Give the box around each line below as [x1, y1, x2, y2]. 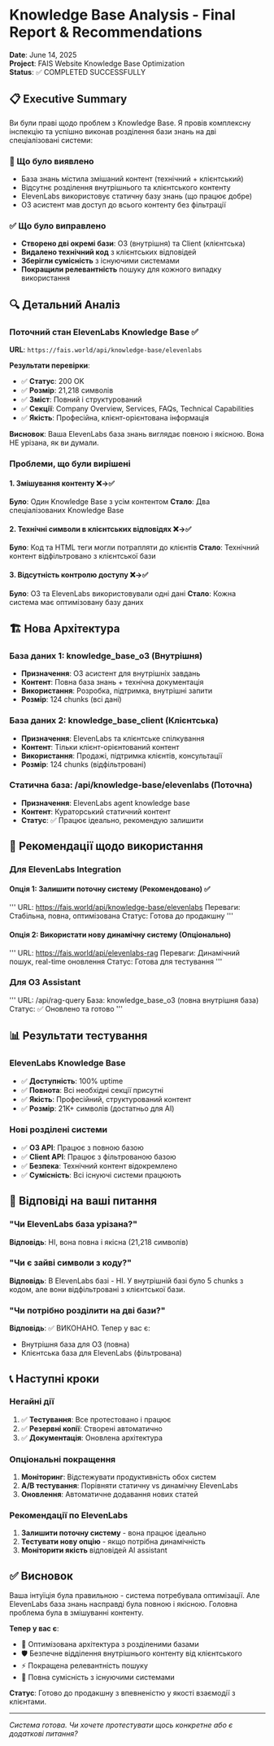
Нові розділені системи [9, 1124, 108, 1135]
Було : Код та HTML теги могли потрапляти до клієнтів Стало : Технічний [9, 542, 259, 552]
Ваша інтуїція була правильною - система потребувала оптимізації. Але [9, 1591, 260, 1600]
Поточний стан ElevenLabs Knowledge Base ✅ [9, 326, 198, 337]
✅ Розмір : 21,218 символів [20, 385, 114, 395]
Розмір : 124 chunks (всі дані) [20, 694, 122, 704]
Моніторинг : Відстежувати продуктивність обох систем [20, 1472, 216, 1482]
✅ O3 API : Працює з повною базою [20, 1143, 145, 1152]
